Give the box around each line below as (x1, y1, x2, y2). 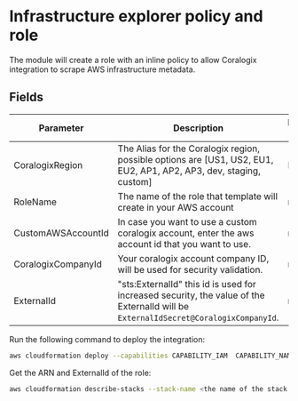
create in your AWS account (117, 201, 234, 213)
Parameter (38, 122, 84, 134)
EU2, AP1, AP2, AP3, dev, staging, (117, 164, 262, 177)
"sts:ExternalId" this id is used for (117, 277, 257, 290)
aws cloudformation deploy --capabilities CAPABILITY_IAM (9, 351, 228, 360)
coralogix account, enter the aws (117, 227, 255, 239)
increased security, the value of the (117, 289, 265, 301)
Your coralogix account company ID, (117, 252, 270, 264)
